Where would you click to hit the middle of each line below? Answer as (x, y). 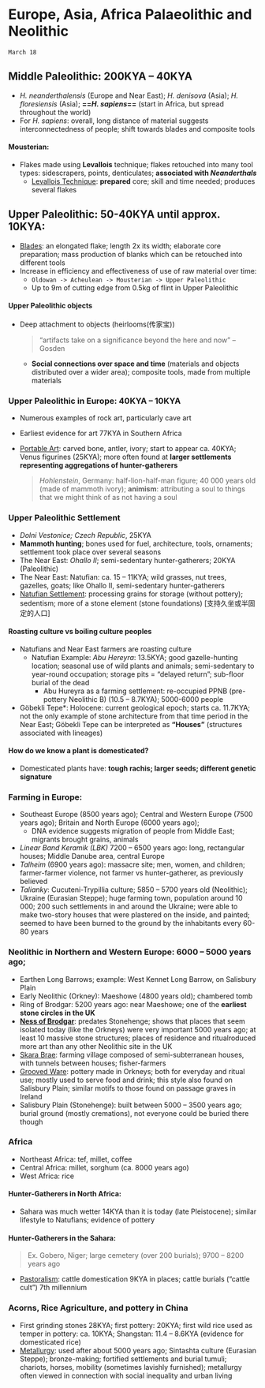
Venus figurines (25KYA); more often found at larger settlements (125, 457)
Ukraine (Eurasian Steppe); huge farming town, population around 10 (131, 898)
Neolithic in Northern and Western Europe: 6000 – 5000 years (130, 952)
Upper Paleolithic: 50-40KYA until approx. (114, 215)
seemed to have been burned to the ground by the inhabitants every (131, 923)
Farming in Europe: (45, 797)
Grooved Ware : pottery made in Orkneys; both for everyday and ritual (132, 1071)
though (31, 1121)
